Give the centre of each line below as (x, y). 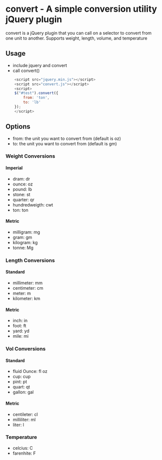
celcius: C (23, 448)
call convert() (26, 70)
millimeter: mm (28, 283)
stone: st (22, 194)
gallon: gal (23, 392)
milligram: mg (26, 232)
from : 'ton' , (36, 98)
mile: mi (21, 336)
